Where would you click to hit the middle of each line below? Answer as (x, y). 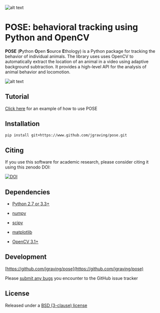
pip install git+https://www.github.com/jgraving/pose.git (66, 135)
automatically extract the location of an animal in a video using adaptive (77, 62)
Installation (22, 124)
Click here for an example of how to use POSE (51, 108)
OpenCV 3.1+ (25, 242)
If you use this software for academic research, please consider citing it (77, 162)
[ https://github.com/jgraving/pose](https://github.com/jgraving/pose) (74, 269)
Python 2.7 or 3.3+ (31, 204)
